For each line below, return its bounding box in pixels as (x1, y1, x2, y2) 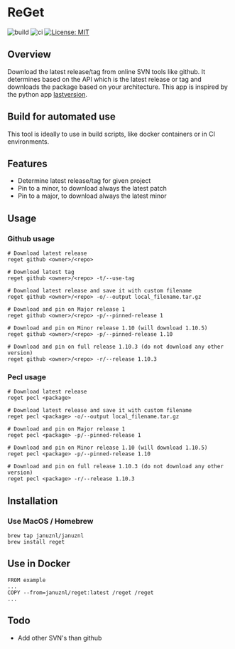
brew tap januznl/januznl (7, 532, 84, 539)
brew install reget (7, 539, 65, 546)
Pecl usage (7, 371, 47, 381)
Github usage (7, 233, 55, 243)
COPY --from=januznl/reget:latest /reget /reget (7, 589, 154, 596)
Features (7, 157, 48, 169)
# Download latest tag (7, 268, 75, 276)
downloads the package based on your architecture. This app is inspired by (7, 83, 229, 91)
